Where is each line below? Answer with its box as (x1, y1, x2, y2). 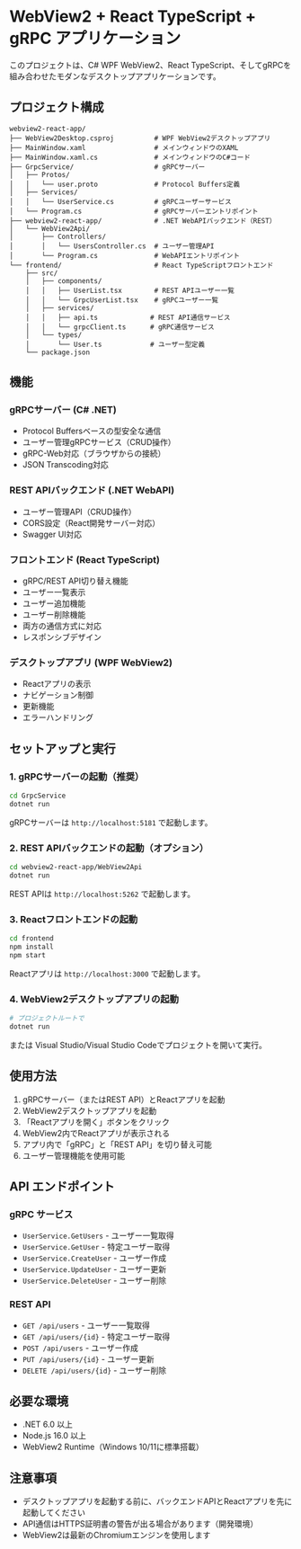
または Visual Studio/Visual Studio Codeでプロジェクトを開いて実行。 (9, 1039, 268, 1050)
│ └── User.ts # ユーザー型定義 (25, 340, 205, 349)
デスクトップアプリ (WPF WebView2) (9, 656, 173, 669)
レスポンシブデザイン (22, 632, 102, 643)
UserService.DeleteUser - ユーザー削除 (22, 1275, 167, 1286)
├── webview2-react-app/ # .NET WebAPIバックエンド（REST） (9, 216, 277, 226)
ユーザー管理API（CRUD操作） (22, 506, 137, 517)
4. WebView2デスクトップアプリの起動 (9, 993, 180, 1005)
